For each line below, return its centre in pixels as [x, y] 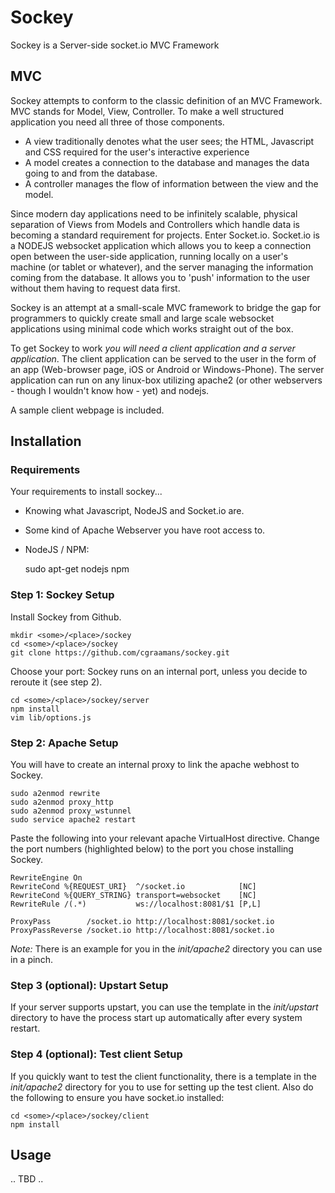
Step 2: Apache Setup [64, 743]
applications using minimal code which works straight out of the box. [152, 328]
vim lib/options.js [51, 717]
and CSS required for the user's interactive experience [137, 152]
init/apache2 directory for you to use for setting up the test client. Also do [162, 1087]
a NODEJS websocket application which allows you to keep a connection [161, 245]
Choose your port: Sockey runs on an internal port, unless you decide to [159, 671]
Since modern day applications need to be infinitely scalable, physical [154, 213]
